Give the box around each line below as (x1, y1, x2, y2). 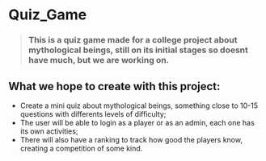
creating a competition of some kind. (19, 143, 143, 153)
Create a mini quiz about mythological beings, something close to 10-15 (19, 101, 259, 110)
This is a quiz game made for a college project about (27, 35, 238, 46)
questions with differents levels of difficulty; (19, 109, 167, 118)
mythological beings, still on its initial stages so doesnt (27, 44, 249, 56)
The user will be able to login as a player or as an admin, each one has (19, 118, 255, 127)
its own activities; (19, 126, 78, 136)
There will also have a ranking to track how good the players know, (19, 134, 243, 144)
